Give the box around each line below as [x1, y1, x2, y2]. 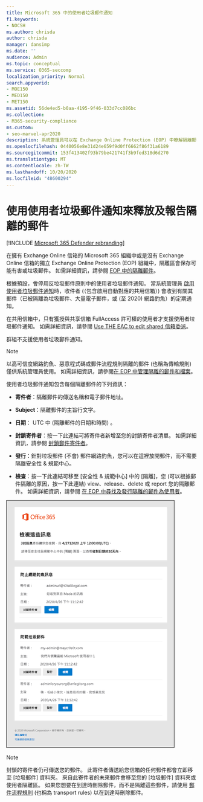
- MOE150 [6, 86, 28, 92]
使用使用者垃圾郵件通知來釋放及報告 [6, 204, 187, 217]
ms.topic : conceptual [6, 60, 61, 66]
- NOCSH [6, 22, 26, 28]
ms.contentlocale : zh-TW [6, 162, 69, 168]
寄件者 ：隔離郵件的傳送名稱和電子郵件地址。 [14, 393, 127, 401]
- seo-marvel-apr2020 [6, 130, 61, 137]
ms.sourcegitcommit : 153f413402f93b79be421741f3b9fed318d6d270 [6, 150, 169, 156]
